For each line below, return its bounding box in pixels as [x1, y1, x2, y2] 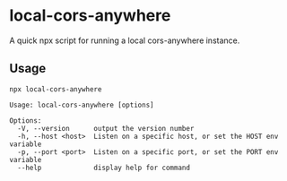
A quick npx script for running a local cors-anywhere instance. [9, 35, 240, 46]
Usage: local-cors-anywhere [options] [9, 100, 154, 109]
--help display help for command [17, 163, 191, 172]
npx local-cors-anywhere [9, 84, 102, 94]
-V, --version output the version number [17, 124, 195, 133]
